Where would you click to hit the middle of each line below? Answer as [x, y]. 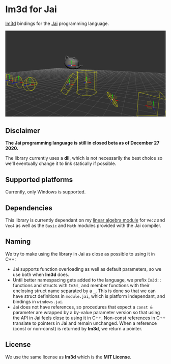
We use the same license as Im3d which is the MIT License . [68, 357]
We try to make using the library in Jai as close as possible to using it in [80, 254]
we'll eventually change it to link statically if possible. [61, 163]
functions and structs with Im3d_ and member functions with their [81, 285]
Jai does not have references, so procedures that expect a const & [82, 307]
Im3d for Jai [31, 9]
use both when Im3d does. [41, 274]
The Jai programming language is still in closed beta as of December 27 [82, 143]
